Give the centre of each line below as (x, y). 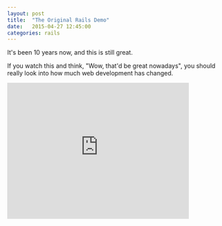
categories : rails (34, 33)
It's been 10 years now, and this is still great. (70, 53)
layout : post (26, 13)
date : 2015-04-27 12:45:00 (49, 26)
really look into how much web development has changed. (90, 73)
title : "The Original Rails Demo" (58, 20)
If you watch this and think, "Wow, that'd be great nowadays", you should (111, 66)
